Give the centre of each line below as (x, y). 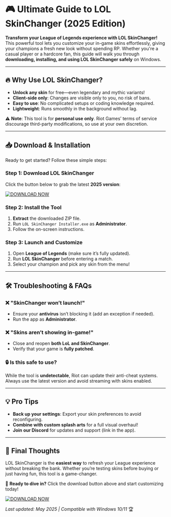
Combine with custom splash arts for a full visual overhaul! (75, 424)
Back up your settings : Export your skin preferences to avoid (77, 414)
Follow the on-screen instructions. (49, 229)
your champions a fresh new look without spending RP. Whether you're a (82, 48)
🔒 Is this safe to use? (31, 362)
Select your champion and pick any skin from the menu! (71, 264)
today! (12, 489)
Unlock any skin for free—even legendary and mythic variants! (79, 92)
